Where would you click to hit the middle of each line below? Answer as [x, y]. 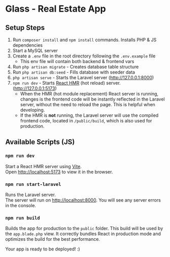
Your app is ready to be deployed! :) [43, 249]
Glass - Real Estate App [56, 9]
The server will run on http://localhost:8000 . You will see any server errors [83, 200]
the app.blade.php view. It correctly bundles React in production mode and [83, 234]
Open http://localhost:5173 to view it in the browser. [59, 172]
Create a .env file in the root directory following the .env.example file [84, 56]
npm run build [23, 218]
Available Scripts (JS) [40, 142]
